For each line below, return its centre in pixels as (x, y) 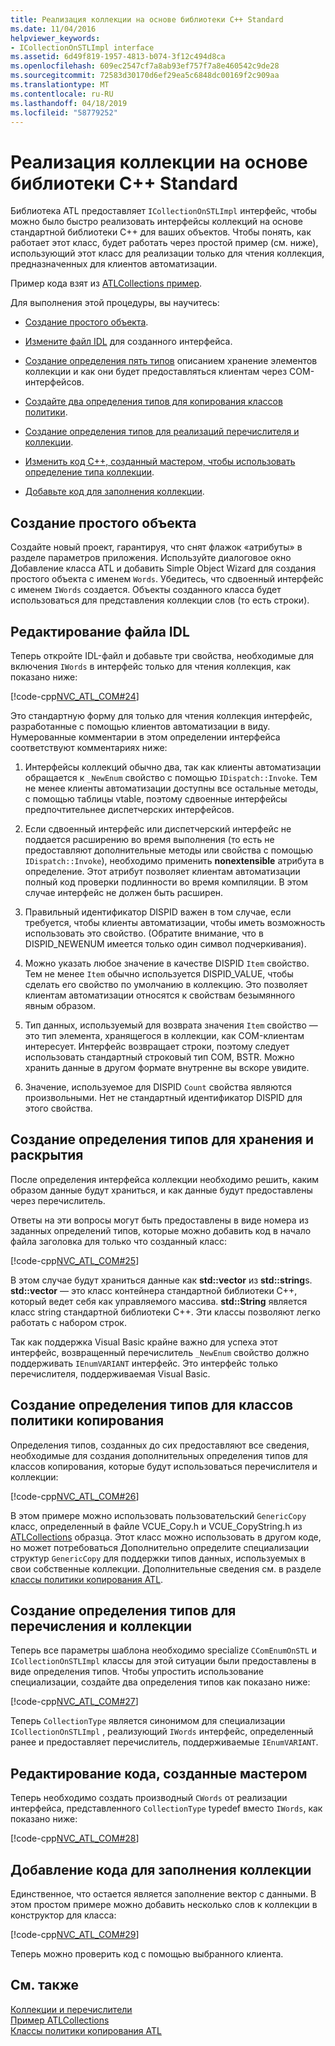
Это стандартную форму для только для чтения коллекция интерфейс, (161, 715)
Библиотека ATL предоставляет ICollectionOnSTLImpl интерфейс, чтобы (164, 211)
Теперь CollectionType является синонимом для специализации (148, 1721)
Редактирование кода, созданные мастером (159, 1773)
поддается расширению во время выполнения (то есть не (149, 839)
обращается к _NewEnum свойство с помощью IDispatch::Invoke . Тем (171, 777)
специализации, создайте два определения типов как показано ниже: (160, 1682)
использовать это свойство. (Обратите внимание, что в (144, 933)
